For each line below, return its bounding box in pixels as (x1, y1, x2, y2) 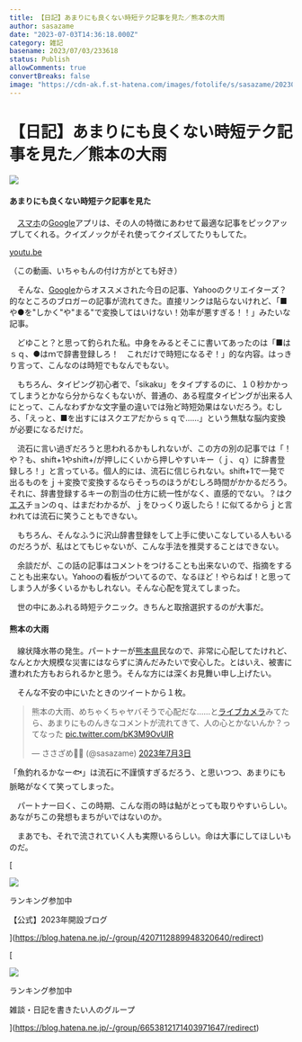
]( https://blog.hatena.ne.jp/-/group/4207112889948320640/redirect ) (9, 932, 264, 943)
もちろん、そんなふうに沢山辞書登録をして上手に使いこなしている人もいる (16, 529, 292, 540)
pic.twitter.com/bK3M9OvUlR (65, 728, 174, 739)
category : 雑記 (9, 38, 64, 48)
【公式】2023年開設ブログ (9, 914, 108, 925)
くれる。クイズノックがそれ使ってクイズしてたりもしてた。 (32, 229, 252, 239)
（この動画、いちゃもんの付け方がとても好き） (9, 265, 182, 275)
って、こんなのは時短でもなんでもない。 (24, 359, 173, 370)
